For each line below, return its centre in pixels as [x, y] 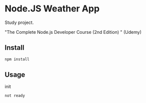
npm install [17, 59]
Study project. [19, 22]
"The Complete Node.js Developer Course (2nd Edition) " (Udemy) [73, 32]
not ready [15, 96]
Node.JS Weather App [52, 9]
